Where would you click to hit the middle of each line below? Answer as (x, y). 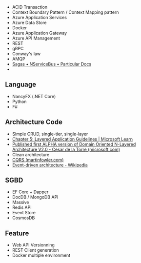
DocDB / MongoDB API (35, 197)
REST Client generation (36, 250)
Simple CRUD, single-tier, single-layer (50, 134)
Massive (20, 202)
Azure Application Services (40, 17)
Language (21, 85)
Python (19, 101)
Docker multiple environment (41, 255)
